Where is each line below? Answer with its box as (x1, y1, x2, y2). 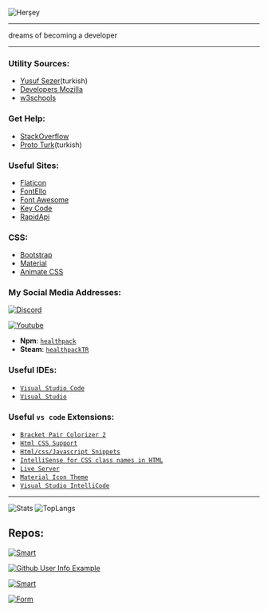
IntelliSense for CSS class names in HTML (19, 457, 164, 465)
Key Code (19, 203, 53, 213)
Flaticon (19, 178, 46, 187)
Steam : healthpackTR (19, 345, 89, 354)
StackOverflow (19, 131, 69, 141)
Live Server (19, 465, 60, 473)
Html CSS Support (19, 440, 78, 448)
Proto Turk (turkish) (19, 140, 82, 150)
